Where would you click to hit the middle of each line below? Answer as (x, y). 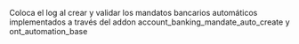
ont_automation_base (48, 31)
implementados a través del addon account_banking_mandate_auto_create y (149, 22)
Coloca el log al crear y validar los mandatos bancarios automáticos (133, 13)
